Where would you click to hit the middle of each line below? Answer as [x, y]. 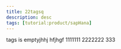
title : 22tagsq [25, 12]
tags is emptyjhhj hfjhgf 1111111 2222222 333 [61, 40]
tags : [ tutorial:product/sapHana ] [49, 23]
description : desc [29, 17]
